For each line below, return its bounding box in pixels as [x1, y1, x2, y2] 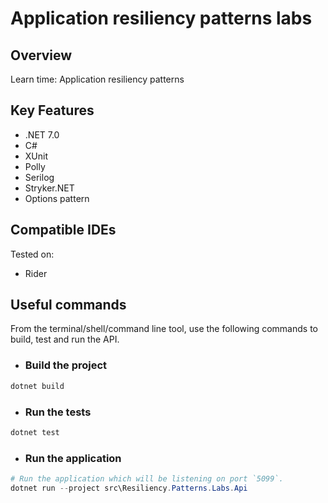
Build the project [24, 358, 108, 372]
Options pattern [24, 192, 90, 204]
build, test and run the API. [10, 333, 120, 346]
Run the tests [24, 405, 92, 419]
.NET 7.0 [24, 128, 60, 141]
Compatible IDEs [10, 222, 117, 239]
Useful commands [10, 297, 127, 314]
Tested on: [10, 248, 55, 260]
